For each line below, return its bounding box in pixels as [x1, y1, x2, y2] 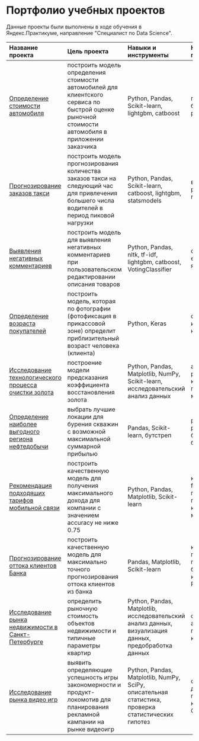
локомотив [67, 695, 99, 704]
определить [67, 596, 102, 605]
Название [9, 43, 38, 52]
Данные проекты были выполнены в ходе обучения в [6, 23, 142, 30]
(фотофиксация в [67, 312, 117, 320]
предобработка [127, 641, 173, 649]
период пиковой [67, 211, 114, 219]
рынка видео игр [9, 695, 58, 704]
